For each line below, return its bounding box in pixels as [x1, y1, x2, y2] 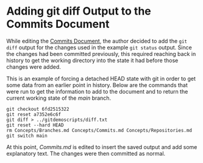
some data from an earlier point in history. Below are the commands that [6, 81, 188, 89]
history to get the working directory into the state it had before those [6, 57, 179, 64]
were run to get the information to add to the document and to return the [6, 88, 188, 95]
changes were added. [6, 63, 61, 71]
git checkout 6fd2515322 [6, 106, 69, 112]
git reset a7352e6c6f [6, 111, 62, 117]
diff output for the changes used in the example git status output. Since [6, 44, 192, 51]
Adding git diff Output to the [6, 4, 151, 18]
